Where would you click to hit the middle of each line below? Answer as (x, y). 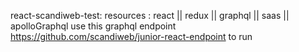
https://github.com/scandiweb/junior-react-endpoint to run (131, 36)
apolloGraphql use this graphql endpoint (93, 26)
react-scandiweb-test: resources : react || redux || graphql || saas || (150, 15)
